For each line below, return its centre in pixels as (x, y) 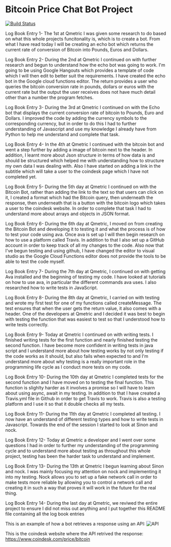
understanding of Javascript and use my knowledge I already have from (81, 129)
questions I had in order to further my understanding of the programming (82, 445)
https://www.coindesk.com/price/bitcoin (48, 539)
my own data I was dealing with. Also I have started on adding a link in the (83, 166)
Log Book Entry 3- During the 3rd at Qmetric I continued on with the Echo (82, 107)
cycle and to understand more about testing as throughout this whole (78, 451)
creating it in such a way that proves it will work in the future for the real (81, 487)
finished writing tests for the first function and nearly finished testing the (81, 340)
